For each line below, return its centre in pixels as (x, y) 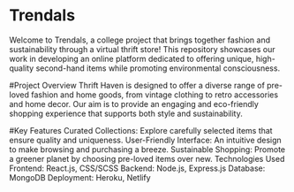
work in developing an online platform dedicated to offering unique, (132, 58)
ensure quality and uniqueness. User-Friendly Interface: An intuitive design (146, 140)
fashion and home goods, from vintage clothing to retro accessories (155, 95)
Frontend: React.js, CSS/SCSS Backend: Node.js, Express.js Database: (137, 168)
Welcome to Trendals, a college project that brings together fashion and (140, 40)
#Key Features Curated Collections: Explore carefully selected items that (141, 130)
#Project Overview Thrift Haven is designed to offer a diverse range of (137, 85)
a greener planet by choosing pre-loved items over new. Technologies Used (147, 158)
